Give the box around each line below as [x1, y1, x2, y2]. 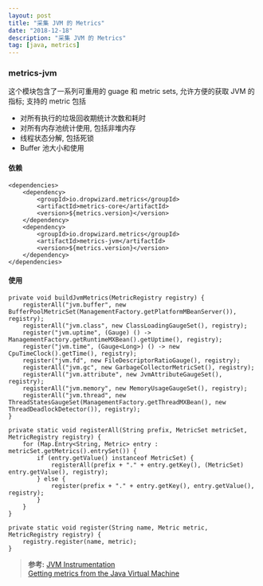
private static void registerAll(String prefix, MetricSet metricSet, [8, 426, 248, 434]
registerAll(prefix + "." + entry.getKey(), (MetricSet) [50, 461, 245, 469]
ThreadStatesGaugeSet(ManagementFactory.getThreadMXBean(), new [8, 398, 226, 406]
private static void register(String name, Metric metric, [8, 523, 209, 532]
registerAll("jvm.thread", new [22, 391, 127, 399]
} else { [37, 475, 66, 482]
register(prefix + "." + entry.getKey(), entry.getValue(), [50, 482, 255, 490]
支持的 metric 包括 [26, 96, 86, 106]
